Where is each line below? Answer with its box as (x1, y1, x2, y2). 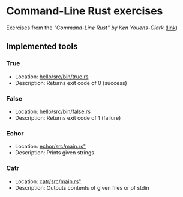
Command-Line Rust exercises (6, 4, 163, 18)
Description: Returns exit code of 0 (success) (14, 79, 127, 86)
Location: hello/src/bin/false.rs (14, 108, 91, 115)
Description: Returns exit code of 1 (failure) (14, 114, 121, 121)
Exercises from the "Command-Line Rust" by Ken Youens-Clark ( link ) (6, 24, 178, 31)
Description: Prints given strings (14, 149, 95, 156)
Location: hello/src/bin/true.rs (14, 73, 89, 80)
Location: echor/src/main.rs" (14, 143, 86, 150)
